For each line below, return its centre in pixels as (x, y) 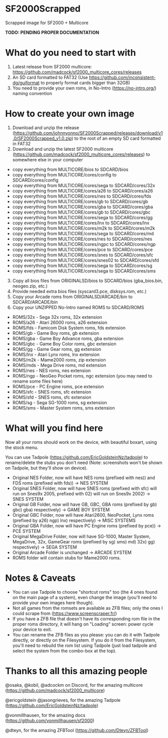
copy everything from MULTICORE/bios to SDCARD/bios (70, 169)
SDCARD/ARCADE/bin (35, 302)
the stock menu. (22, 447)
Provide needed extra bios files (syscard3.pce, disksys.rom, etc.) (79, 291)
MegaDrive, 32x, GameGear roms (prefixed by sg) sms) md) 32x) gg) (83, 541)
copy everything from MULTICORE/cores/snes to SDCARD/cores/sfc (83, 255)
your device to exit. (32, 629)
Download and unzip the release (46, 127)
